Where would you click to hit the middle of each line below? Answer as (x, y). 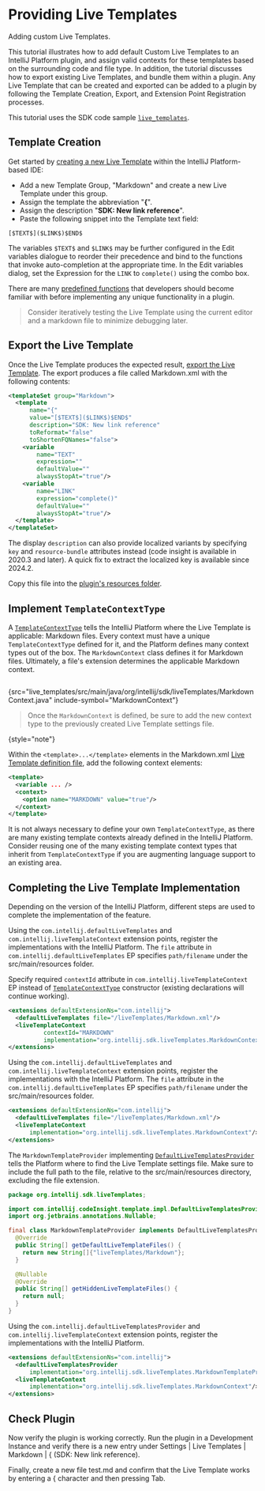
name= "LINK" (56, 491)
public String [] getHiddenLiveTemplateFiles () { (97, 1289)
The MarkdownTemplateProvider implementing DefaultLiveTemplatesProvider (131, 1155)
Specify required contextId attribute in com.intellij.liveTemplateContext (128, 980)
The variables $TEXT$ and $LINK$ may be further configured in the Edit (121, 247)
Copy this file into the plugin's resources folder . (85, 583)
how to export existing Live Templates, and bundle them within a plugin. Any (132, 77)
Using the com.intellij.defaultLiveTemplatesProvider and (105, 1326)
